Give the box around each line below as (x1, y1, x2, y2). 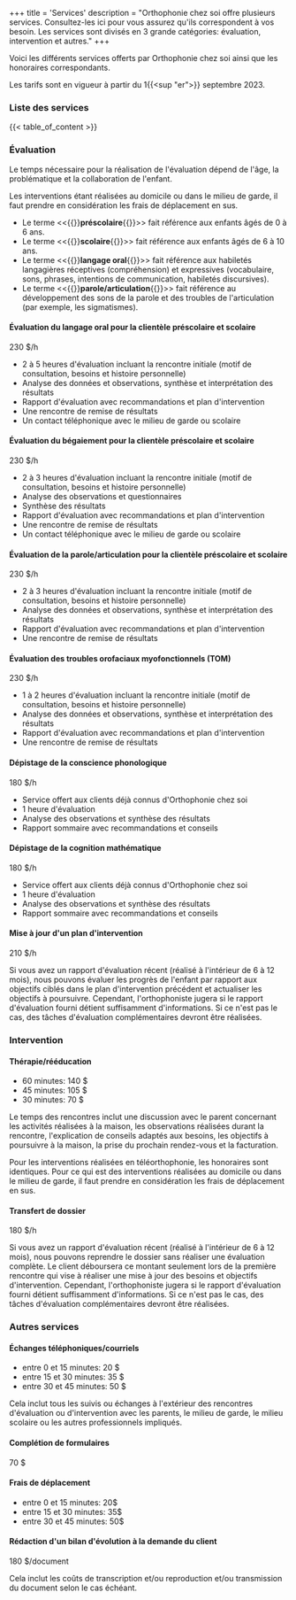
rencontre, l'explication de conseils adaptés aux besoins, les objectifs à (9, 1131, 269, 1141)
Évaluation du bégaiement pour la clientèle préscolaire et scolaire (9, 436, 254, 446)
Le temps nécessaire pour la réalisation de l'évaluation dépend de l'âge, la (9, 164, 280, 174)
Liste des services (9, 101, 89, 113)
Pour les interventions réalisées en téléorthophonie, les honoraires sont (9, 1157, 269, 1168)
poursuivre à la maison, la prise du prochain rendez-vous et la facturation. (9, 1140, 278, 1150)
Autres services (9, 1321, 80, 1333)
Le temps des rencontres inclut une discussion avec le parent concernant (9, 1111, 277, 1123)
